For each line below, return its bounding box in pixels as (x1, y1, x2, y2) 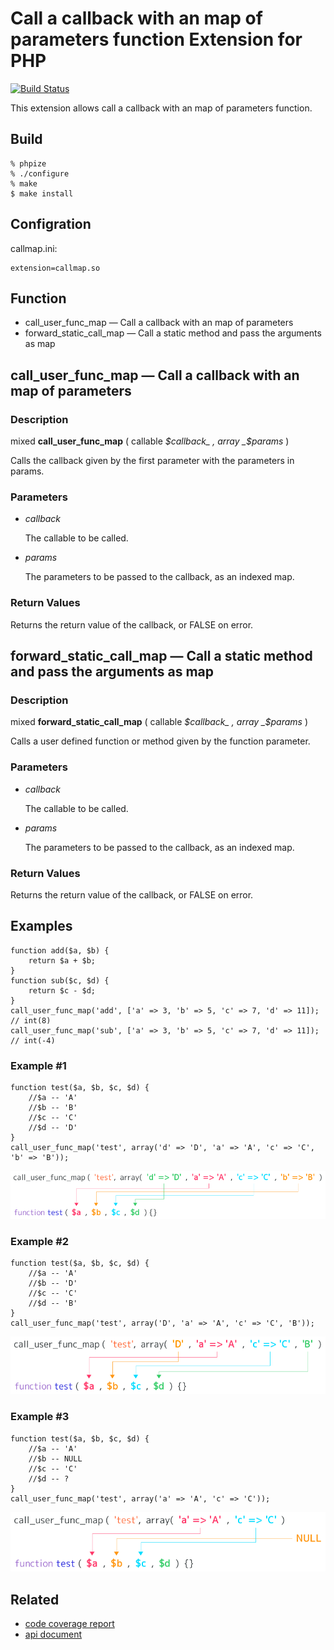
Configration (10, 216, 92, 233)
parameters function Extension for (10, 28, 303, 51)
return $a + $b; (28, 955, 97, 966)
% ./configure (10, 168, 70, 179)
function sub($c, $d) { (10, 975, 110, 986)
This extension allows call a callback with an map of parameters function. (10, 102, 313, 114)
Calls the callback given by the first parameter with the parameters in (10, 455, 295, 467)
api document (24, 1628, 83, 1640)
